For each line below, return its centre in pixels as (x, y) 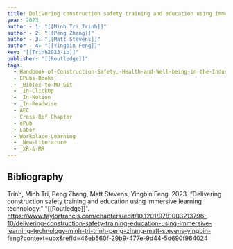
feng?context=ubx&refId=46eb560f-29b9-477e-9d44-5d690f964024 (107, 238)
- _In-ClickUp (34, 91)
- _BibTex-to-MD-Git (43, 85)
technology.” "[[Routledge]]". (49, 208)
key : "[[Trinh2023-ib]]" (43, 53)
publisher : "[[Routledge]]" (48, 59)
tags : (15, 65)
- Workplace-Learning (45, 136)
